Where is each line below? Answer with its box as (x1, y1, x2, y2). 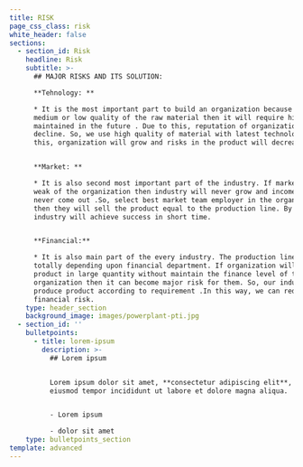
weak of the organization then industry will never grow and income (32, 187, 297, 196)
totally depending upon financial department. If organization (32, 261, 277, 271)
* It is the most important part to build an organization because (32, 105, 293, 114)
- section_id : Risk (17, 47, 91, 56)
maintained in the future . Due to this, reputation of (32, 121, 248, 131)
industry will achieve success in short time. (32, 212, 212, 221)
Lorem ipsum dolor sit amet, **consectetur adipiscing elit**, (49, 378, 293, 387)
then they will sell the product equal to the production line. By (32, 204, 293, 213)
